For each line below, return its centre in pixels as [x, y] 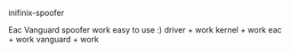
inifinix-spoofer [36, 13]
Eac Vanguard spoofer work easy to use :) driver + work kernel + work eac [145, 30]
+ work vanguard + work [54, 39]
